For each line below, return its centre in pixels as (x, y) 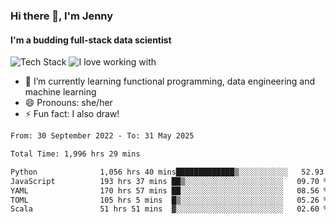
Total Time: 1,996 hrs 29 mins (75, 154)
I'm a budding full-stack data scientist (91, 40)
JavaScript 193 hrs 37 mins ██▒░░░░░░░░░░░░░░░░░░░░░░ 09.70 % (169, 181)
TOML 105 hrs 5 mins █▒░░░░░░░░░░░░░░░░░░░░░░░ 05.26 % (169, 200)
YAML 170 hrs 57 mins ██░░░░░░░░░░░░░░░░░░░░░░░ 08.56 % (169, 190)
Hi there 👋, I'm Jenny (62, 16)
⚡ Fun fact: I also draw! (72, 114)
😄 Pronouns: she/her (68, 103)
